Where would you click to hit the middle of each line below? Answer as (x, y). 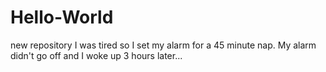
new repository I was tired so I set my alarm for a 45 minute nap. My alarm (163, 45)
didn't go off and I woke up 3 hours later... (96, 55)
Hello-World (62, 17)
